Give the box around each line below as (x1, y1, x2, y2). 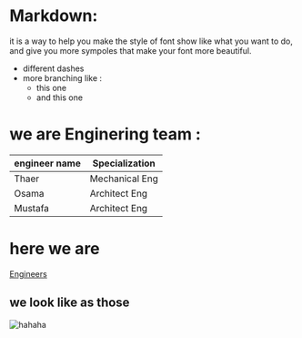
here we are (9, 239, 100, 260)
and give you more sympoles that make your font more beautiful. (9, 45, 252, 56)
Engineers (9, 268, 47, 279)
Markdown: (9, 5, 98, 26)
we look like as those (9, 295, 130, 311)
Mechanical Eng (89, 172, 159, 185)
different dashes (22, 63, 85, 74)
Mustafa (14, 201, 50, 214)
